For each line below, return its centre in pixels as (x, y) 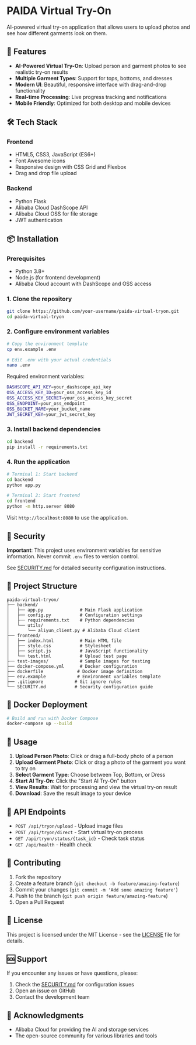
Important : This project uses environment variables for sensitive (84, 550)
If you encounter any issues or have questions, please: (72, 973)
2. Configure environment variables (58, 332)
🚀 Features (27, 52)
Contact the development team (52, 997)
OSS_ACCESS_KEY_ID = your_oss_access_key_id (59, 393)
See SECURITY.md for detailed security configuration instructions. (86, 568)
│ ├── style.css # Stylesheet (59, 646)
